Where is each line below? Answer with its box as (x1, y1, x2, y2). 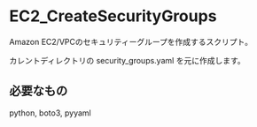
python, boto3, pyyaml (9, 108, 91, 118)
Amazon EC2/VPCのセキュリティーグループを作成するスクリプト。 (9, 36, 253, 47)
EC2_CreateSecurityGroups (9, 6, 217, 26)
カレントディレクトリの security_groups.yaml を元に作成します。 (9, 55, 245, 65)
